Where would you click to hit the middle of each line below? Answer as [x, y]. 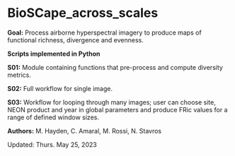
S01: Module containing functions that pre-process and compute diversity [115, 67]
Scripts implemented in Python [54, 54]
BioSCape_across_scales [83, 13]
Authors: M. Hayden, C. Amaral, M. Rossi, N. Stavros [84, 131]
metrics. [19, 75]
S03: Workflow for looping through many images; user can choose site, [111, 102]
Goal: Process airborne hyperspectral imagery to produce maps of [104, 32]
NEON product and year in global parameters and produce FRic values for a [117, 109]
